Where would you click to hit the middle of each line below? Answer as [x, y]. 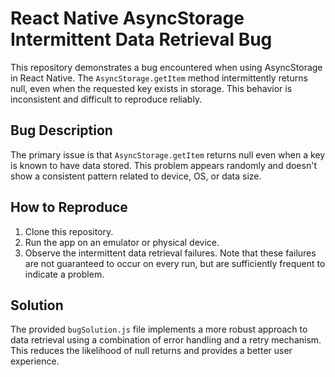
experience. [35, 361]
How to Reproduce [69, 207]
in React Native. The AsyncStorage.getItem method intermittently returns [159, 78]
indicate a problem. [64, 274]
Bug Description [61, 130]
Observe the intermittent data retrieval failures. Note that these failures [170, 253]
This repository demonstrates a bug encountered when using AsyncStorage [166, 67]
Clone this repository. [69, 231]
